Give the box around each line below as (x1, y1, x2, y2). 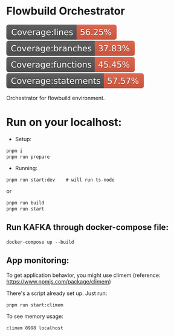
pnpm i (6, 148, 23, 154)
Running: (14, 164, 37, 171)
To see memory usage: (6, 312, 63, 320)
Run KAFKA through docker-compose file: (6, 222, 169, 233)
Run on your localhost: (6, 116, 122, 129)
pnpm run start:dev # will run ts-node (6, 177, 115, 183)
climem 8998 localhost (6, 325, 63, 331)
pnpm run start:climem (6, 302, 63, 308)
